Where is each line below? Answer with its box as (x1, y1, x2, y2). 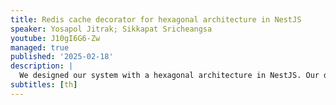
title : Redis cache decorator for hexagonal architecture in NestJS (10, 14, 302, 25)
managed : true (10, 42, 70, 53)
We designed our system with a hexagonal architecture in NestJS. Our (19, 71, 320, 81)
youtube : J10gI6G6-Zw (10, 33, 101, 43)
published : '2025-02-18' (10, 52, 114, 62)
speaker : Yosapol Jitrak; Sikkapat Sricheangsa (10, 24, 213, 34)
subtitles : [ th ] (10, 80, 78, 90)
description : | (10, 61, 74, 71)
